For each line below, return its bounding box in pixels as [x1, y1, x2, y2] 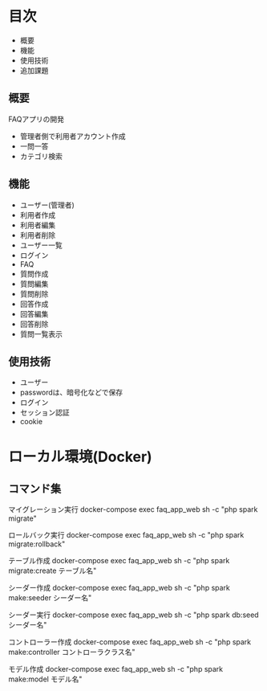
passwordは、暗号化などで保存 [19, 387, 123, 398]
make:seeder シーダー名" [8, 593, 92, 603]
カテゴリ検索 [19, 151, 63, 161]
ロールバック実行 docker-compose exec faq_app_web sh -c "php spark [8, 530, 245, 540]
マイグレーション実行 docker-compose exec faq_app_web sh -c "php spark [8, 505, 258, 514]
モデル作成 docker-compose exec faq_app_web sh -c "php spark [8, 664, 224, 674]
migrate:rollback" [8, 539, 66, 549]
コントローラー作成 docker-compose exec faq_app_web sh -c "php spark [8, 637, 252, 647]
